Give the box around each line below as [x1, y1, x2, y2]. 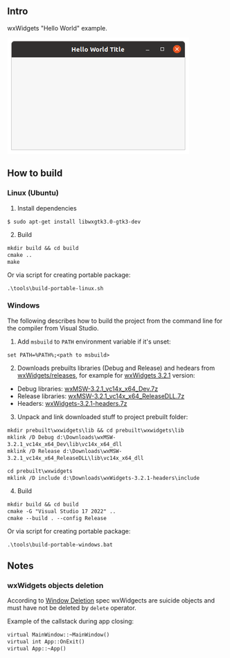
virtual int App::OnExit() [7, 639, 85, 646]
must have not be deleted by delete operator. [7, 604, 136, 612]
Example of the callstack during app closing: [7, 617, 134, 625]
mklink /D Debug [7, 434, 54, 441]
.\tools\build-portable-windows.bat [7, 541, 113, 548]
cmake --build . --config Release [7, 515, 107, 522]
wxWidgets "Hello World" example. [7, 24, 107, 32]
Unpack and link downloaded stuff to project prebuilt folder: [17, 412, 188, 421]
